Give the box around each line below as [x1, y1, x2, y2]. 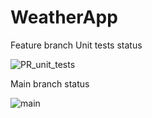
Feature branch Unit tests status [10, 39, 143, 51]
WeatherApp [10, 6, 118, 29]
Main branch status [10, 77, 90, 90]
